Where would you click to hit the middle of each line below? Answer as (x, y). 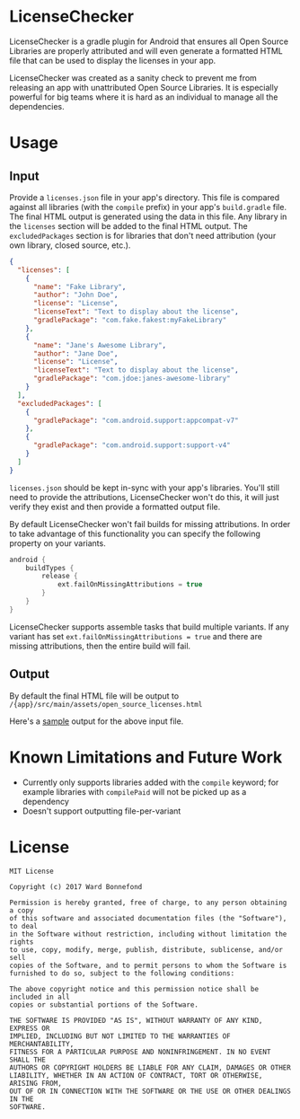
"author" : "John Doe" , (75, 295)
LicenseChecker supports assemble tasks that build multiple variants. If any (149, 627)
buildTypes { (50, 568)
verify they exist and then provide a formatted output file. (115, 507)
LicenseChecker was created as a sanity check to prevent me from (133, 77)
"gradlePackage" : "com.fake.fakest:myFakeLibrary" (130, 321)
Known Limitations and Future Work (146, 757)
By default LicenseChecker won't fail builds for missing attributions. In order (150, 524)
